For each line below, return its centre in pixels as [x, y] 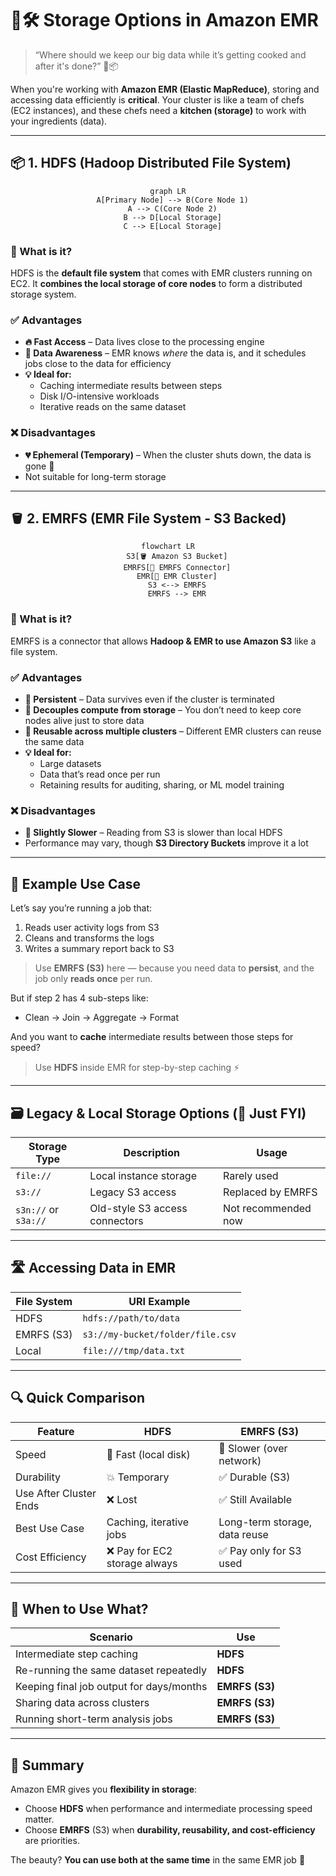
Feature [56, 1431]
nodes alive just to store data [84, 721]
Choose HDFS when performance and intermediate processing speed [168, 1809]
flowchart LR [168, 547]
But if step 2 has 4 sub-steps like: [79, 998]
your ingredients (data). [59, 121]
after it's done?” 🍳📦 [76, 66]
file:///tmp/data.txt [134, 1350]
